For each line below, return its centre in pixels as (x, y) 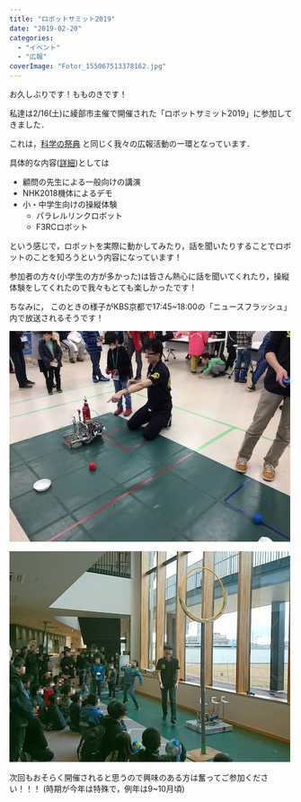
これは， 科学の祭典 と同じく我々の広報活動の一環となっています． (132, 143)
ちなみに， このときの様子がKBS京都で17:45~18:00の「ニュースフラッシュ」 (150, 307)
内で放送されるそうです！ (57, 318)
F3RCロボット (62, 227)
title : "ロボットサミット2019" (62, 19)
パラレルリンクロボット (79, 215)
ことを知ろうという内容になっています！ (107, 257)
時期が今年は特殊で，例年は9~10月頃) (116, 789)
